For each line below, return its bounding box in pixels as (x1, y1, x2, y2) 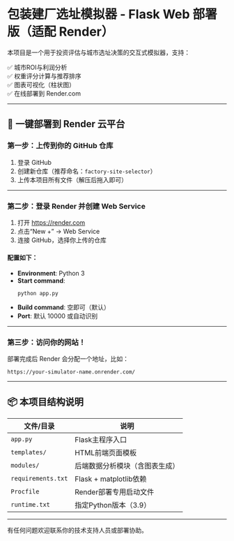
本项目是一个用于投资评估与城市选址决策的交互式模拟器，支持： (7, 48, 190, 57)
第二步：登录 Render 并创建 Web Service (7, 201, 146, 211)
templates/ (10, 448, 47, 457)
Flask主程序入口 (74, 435, 127, 445)
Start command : (17, 276, 65, 285)
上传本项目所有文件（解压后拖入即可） (17, 175, 127, 184)
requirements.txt (10, 475, 68, 482)
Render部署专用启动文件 (74, 487, 155, 497)
